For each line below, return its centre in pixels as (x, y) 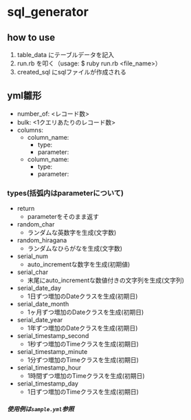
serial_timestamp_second (53, 336)
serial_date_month (43, 304)
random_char (36, 224)
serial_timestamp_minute (52, 352)
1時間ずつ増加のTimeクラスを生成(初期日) (86, 376)
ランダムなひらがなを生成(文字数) (75, 249)
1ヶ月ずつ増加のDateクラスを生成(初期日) (86, 312)
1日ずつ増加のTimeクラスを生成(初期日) (83, 392)
